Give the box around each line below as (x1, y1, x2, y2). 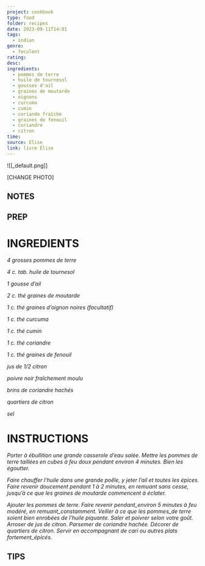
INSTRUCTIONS (7, 431, 89, 445)
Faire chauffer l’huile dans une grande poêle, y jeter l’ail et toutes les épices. (7, 476, 200, 484)
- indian (12, 37, 35, 43)
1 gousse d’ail (7, 280, 41, 287)
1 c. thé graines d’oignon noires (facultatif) (7, 304, 114, 311)
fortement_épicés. (7, 534, 52, 541)
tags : (7, 32, 21, 38)
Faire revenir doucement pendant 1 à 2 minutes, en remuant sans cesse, (7, 483, 189, 490)
